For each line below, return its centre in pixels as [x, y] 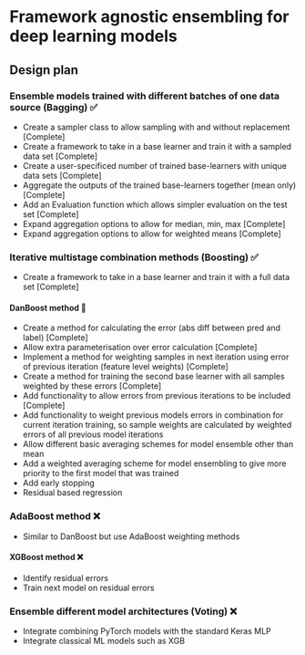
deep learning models [93, 36]
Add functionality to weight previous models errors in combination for [153, 415]
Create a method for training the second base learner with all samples [153, 377]
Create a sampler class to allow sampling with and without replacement [156, 127]
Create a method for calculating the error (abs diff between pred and [151, 328]
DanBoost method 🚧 [48, 307]
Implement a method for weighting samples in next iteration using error [156, 357]
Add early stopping [59, 483]
